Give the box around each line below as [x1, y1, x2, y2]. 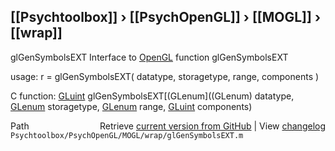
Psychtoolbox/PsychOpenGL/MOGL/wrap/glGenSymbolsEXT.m [10, 130, 244, 140]
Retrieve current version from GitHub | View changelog [99, 120, 326, 132]
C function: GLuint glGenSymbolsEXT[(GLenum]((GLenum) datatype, [10, 90, 295, 102]
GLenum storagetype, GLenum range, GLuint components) [10, 100, 253, 112]
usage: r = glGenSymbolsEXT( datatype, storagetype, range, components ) [10, 70, 320, 82]
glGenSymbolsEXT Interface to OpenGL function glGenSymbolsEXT [10, 51, 289, 63]
